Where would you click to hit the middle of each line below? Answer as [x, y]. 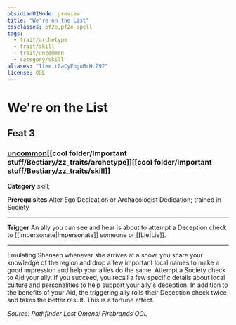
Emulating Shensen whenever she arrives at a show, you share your [105, 255]
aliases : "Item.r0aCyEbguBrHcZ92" [58, 66]
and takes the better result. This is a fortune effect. [81, 300]
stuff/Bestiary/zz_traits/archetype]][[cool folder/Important [110, 162]
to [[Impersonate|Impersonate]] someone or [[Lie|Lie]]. [87, 235]
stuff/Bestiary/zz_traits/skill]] [59, 171]
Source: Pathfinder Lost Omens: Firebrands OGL [77, 314]
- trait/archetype [41, 40]
